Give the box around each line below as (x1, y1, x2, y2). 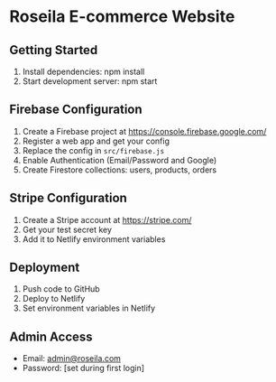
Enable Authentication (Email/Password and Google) (22, 154, 217, 165)
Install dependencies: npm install (22, 66, 145, 77)
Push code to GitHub (22, 284, 101, 294)
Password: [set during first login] (22, 363, 145, 374)
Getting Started (9, 42, 98, 58)
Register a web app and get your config (22, 135, 170, 146)
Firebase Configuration (9, 102, 143, 117)
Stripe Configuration (9, 191, 128, 206)
